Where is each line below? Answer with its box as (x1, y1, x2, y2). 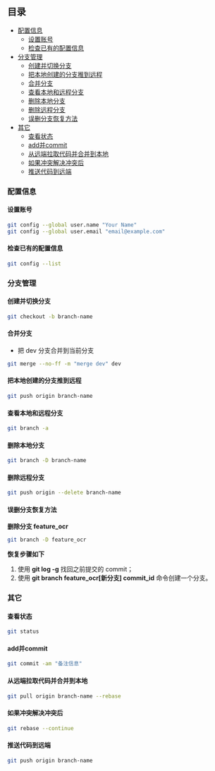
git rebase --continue (7, 724, 74, 731)
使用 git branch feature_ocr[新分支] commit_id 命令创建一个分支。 (17, 573, 212, 583)
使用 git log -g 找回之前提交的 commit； (17, 565, 134, 573)
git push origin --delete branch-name (7, 489, 121, 497)
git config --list (7, 260, 61, 267)
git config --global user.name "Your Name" (7, 221, 137, 229)
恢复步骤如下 (7, 550, 44, 559)
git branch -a (7, 425, 49, 432)
